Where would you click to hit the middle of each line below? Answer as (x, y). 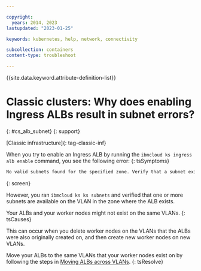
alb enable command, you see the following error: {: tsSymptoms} (88, 161)
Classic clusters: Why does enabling (99, 102)
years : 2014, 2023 (35, 22)
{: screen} (19, 183)
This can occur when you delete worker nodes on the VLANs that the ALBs (98, 231)
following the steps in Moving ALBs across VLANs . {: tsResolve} (85, 261)
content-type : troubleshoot (41, 55)
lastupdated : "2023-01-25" (40, 28)
